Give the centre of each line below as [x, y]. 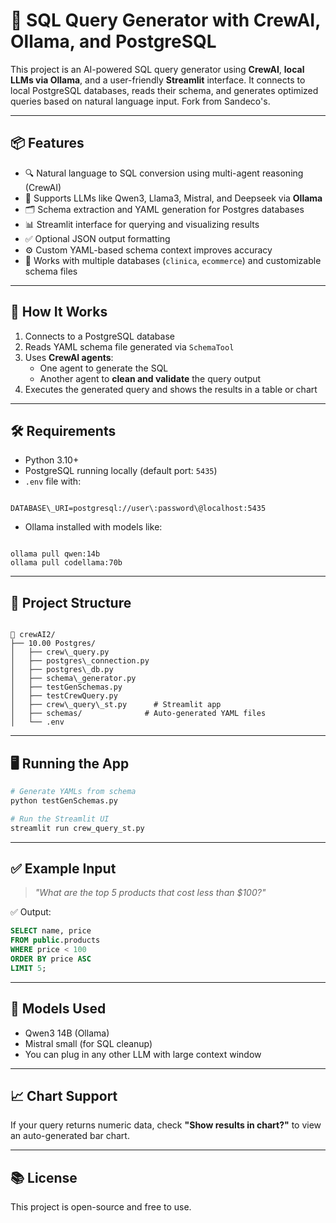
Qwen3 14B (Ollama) [67, 1033]
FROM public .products [55, 940]
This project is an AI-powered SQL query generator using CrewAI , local [157, 69]
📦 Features [47, 143]
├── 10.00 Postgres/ [53, 644]
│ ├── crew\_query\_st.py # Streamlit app [116, 705]
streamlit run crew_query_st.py [77, 828]
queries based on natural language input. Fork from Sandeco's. [140, 101]
